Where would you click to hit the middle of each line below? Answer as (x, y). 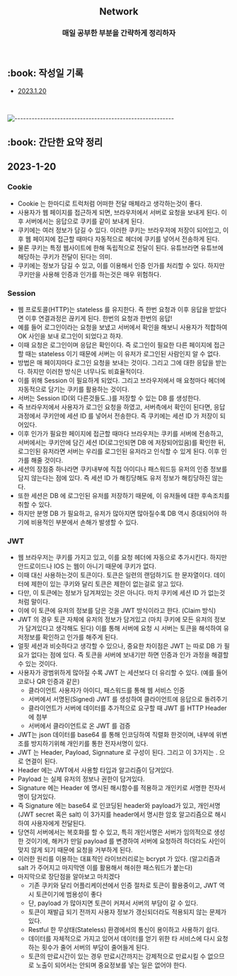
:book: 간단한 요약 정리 (55, 142)
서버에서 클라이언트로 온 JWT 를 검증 (79, 726)
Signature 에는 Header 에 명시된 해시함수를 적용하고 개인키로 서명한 (112, 788)
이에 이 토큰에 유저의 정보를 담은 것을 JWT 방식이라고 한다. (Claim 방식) (117, 611)
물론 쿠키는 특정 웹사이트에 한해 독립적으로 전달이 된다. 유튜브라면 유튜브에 (121, 248)
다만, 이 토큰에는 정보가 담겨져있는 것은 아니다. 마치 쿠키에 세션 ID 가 (112, 593)
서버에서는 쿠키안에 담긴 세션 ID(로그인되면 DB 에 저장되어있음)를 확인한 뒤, (122, 442)
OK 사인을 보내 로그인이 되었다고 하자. (70, 335)
